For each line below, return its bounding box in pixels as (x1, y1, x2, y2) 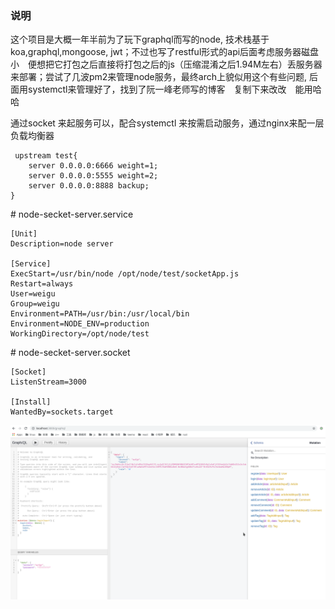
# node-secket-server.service (10, 208, 134, 221)
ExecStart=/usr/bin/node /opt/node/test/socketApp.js (10, 269, 240, 279)
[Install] (10, 397, 52, 407)
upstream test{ (14, 151, 78, 161)
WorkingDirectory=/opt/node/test (10, 329, 150, 339)
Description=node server (10, 239, 114, 249)
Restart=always (10, 279, 74, 289)
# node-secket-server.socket (10, 347, 131, 359)
